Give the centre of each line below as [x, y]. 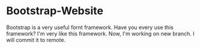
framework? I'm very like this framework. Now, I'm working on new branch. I [100, 33]
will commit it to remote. [36, 40]
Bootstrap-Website [55, 11]
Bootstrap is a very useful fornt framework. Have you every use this [90, 27]
